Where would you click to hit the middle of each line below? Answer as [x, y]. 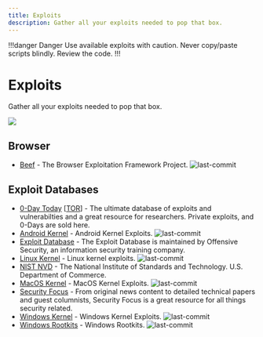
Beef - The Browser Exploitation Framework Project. [104, 165]
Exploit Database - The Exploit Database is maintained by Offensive [128, 242]
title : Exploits [35, 15]
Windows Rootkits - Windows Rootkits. [82, 325]
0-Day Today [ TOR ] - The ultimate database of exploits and [115, 208]
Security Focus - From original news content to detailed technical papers [137, 292]
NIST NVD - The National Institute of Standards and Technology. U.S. [131, 266]
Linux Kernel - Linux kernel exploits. [77, 259]
